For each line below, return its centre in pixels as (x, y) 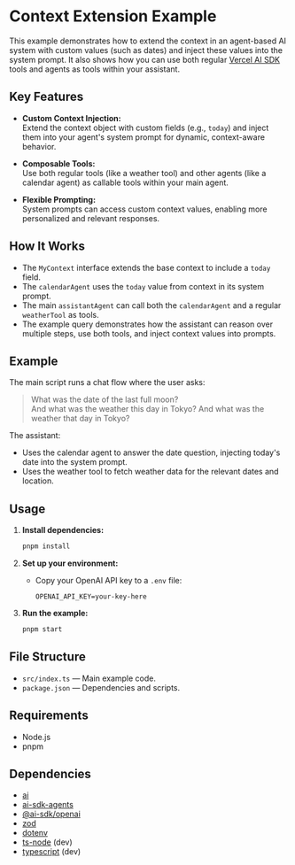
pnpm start (42, 629)
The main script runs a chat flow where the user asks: (107, 382)
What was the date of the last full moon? (105, 399)
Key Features (47, 97)
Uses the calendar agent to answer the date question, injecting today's (151, 452)
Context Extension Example (113, 16)
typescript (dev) (51, 852)
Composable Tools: (58, 163)
